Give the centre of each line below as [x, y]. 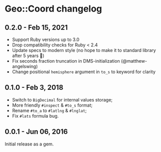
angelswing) [25, 66]
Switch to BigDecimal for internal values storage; [62, 99]
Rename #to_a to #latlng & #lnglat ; [49, 110]
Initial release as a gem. [29, 144]
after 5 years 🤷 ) [28, 56]
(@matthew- [134, 61]
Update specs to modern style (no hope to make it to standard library [84, 50]
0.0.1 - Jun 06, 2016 [36, 132]
